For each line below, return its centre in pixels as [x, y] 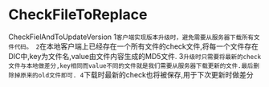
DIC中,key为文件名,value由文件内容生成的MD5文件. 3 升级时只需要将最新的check [135, 56]
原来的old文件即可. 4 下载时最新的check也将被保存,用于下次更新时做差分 [137, 74]
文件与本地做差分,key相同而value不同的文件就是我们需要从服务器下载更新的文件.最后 [131, 65]
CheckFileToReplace [78, 15]
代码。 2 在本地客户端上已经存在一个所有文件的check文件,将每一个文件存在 [137, 46]
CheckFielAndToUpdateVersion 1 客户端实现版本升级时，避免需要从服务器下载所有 [131, 37]
